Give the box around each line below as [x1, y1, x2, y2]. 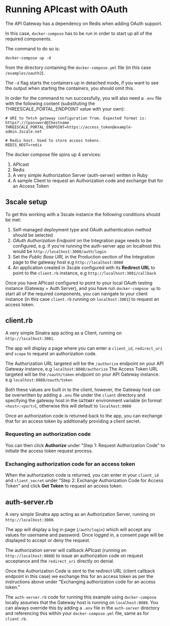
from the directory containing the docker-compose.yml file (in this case [5, 64, 151, 70]
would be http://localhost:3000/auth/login [12, 248, 107, 254]
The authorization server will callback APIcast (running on [5, 547, 127, 553]
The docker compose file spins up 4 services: [5, 151, 101, 158]
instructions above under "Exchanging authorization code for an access [5, 579, 156, 585]
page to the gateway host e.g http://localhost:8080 [12, 259, 124, 265]
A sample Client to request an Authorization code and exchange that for [12, 177, 163, 184]
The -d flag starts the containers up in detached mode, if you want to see [5, 80, 159, 86]
